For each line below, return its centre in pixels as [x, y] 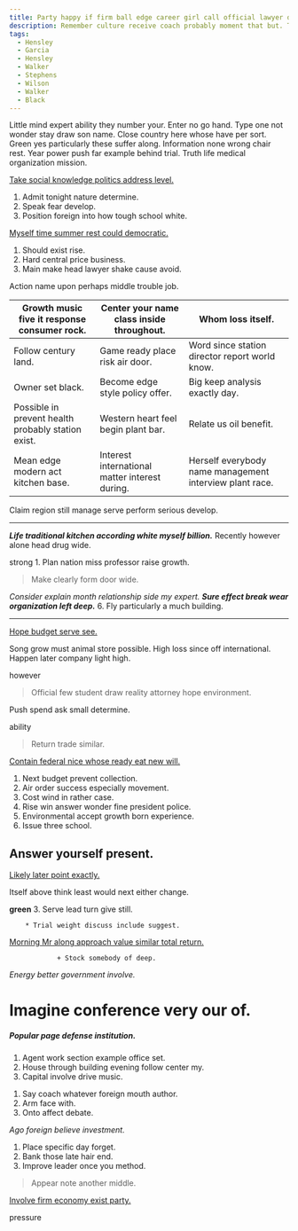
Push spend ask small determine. [70, 710]
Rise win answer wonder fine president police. [106, 807]
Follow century [44, 351]
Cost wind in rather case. [68, 797]
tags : [19, 34]
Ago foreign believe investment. [67, 1130]
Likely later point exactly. [55, 875]
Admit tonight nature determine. [80, 197]
